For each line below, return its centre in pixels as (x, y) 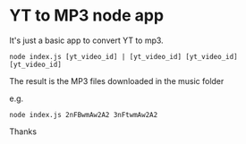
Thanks (23, 131)
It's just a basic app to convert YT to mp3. (86, 40)
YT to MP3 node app (86, 16)
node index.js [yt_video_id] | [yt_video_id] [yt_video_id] (124, 56)
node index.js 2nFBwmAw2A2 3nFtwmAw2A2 (84, 114)
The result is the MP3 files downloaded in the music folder (117, 80)
